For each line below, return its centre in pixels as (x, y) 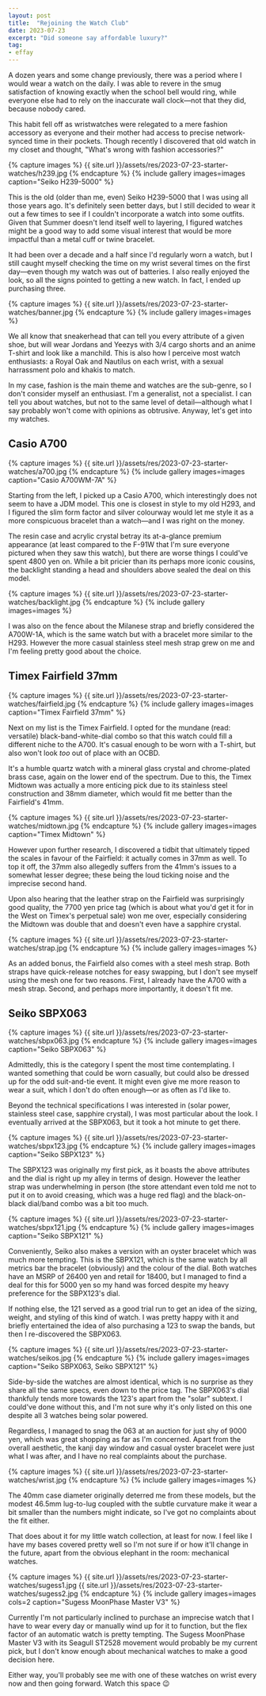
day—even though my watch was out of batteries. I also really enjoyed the (129, 272)
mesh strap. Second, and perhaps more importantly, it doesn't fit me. (121, 989)
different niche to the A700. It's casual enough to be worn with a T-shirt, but (132, 744)
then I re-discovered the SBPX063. (65, 1334)
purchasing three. (37, 288)
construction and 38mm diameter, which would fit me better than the (120, 793)
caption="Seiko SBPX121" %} (56, 1236)
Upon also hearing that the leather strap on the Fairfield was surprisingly (127, 899)
